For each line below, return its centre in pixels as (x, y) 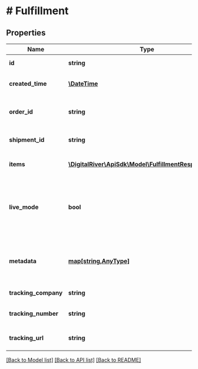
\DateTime (83, 84)
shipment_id (27, 140)
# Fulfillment (37, 11)
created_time (28, 84)
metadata (23, 261)
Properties (26, 33)
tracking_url (27, 338)
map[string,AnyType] (99, 261)
